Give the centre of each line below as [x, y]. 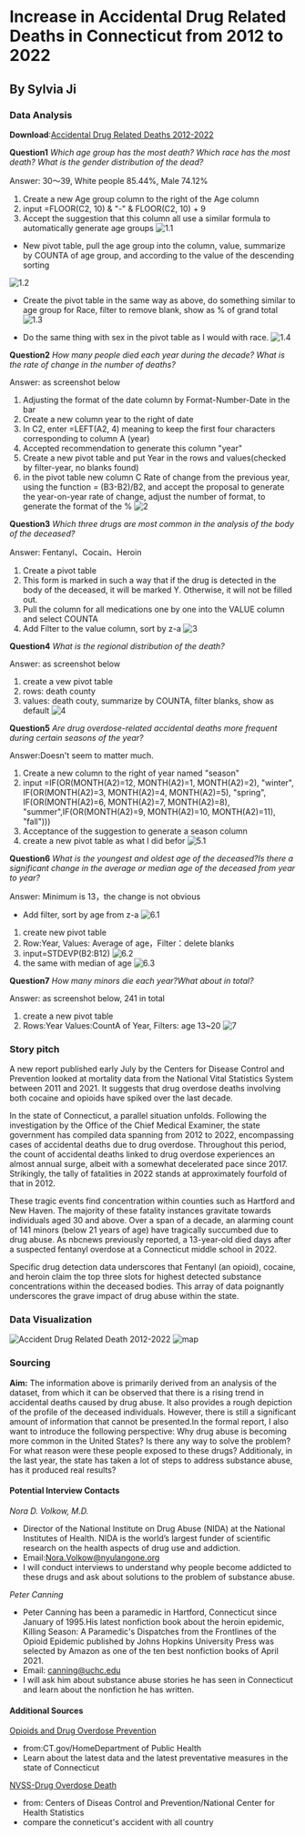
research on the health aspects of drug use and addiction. [132, 1547]
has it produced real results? [63, 1470]
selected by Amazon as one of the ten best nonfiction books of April [151, 1650]
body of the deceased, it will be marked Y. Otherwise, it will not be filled [158, 590]
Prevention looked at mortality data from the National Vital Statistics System [152, 1079]
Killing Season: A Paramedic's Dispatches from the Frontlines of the [149, 1631]
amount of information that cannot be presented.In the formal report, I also [149, 1421]
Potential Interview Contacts [65, 1491]
